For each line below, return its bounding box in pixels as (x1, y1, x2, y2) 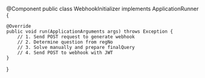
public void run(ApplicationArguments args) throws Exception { (6, 28, 173, 34)
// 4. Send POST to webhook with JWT (17, 50, 113, 56)
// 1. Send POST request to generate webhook (17, 34, 135, 40)
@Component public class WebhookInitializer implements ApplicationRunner (6, 5, 199, 12)
